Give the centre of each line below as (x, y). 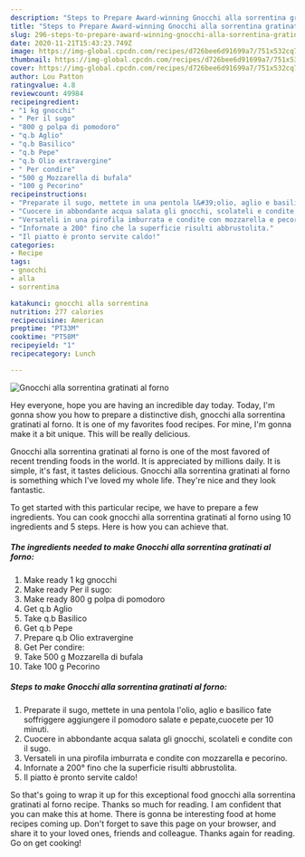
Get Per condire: (54, 647)
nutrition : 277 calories (57, 312)
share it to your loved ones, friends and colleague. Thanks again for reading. (152, 833)
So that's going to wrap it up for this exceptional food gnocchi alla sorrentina (153, 795)
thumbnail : (31, 60)
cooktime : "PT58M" (45, 337)
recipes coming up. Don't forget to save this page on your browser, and (143, 824)
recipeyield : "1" (43, 346)
